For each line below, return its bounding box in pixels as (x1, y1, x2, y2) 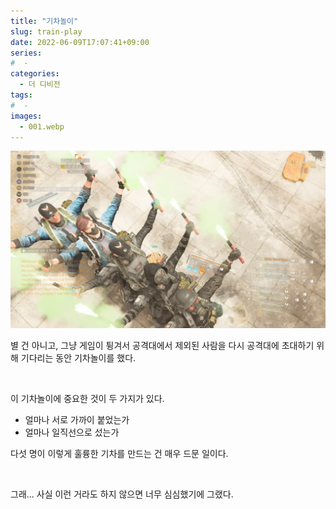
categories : (10, 69, 60, 79)
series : (10, 48, 43, 58)
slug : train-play (10, 26, 83, 37)
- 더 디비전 (19, 80, 61, 90)
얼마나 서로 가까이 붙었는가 (24, 413, 130, 425)
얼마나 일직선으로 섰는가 (24, 426, 120, 438)
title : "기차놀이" (10, 16, 79, 26)
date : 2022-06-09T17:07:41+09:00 (10, 37, 150, 47)
